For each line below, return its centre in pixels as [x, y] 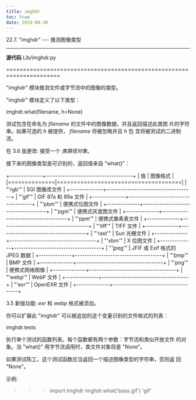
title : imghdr [23, 11]
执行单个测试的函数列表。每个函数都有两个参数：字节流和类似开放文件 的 [94, 340]
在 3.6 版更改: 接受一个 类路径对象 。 [49, 151]
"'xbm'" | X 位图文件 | [130, 241]
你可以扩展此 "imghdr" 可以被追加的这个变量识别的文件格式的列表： [87, 316]
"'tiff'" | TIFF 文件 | [118, 226]
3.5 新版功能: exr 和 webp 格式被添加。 [53, 303]
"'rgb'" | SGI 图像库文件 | [36, 189]
